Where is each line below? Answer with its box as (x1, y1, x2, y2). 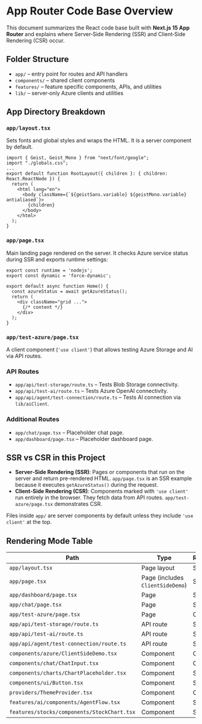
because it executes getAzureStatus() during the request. (14, 481, 158, 488)
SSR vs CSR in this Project (6, 452, 106, 463)
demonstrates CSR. (54, 500, 102, 508)
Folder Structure (6, 54, 69, 64)
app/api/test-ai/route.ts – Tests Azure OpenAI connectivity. (14, 388, 168, 395)
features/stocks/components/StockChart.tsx (9, 709, 136, 716)
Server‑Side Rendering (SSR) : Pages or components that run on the (14, 469, 185, 476)
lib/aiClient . (14, 400, 49, 407)
